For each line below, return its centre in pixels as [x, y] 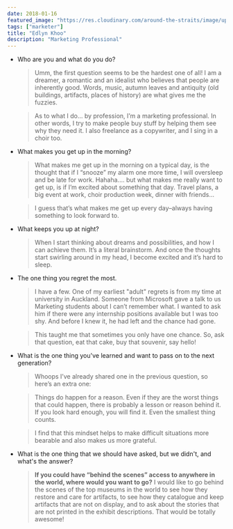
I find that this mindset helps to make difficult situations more [122, 433]
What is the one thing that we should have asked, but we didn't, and [114, 454]
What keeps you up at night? [58, 229]
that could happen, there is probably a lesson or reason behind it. [128, 405]
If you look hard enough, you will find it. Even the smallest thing [125, 412]
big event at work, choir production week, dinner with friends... [124, 195]
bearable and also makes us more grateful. [96, 441]
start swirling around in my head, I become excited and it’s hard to [129, 258]
